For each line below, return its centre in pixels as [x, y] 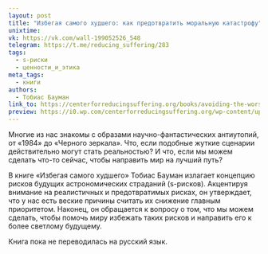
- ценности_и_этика [48, 68]
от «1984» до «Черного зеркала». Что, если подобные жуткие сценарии [132, 143]
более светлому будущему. [55, 226]
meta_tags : [26, 75]
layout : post [30, 16]
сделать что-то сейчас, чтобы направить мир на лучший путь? [116, 160]
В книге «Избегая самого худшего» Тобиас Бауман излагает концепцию [132, 175]
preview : [23, 112]
